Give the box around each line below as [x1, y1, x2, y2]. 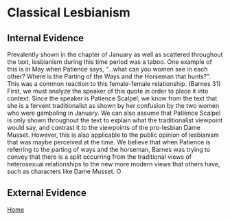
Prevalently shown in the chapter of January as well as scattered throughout [7, 50, 223, 58]
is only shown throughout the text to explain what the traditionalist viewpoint [7, 116, 223, 124]
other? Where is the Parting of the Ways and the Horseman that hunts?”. [7, 72, 211, 80]
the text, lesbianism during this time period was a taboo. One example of [7, 58, 213, 66]
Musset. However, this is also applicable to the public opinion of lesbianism [7, 131, 220, 139]
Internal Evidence [7, 32, 84, 44]
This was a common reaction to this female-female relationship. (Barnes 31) [7, 80, 221, 87]
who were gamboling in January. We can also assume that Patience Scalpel [7, 109, 221, 117]
